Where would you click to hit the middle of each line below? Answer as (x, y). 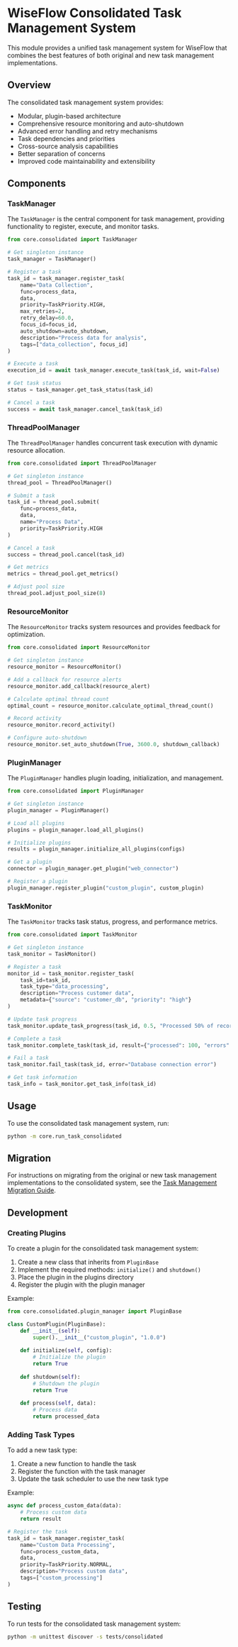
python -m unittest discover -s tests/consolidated (85, 1636)
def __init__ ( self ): (50, 1331)
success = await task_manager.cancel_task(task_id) (85, 409)
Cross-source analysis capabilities (68, 146)
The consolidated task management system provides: (86, 102)
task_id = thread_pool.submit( (53, 502)
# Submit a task (31, 495)
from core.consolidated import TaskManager (73, 240)
